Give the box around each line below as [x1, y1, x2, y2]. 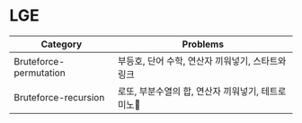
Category [40, 38, 83, 50]
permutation [13, 66, 66, 79]
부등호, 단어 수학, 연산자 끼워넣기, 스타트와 [118, 55, 287, 67]
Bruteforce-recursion [13, 91, 105, 103]
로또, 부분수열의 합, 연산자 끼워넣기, [118, 84, 259, 97]
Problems [182, 38, 225, 50]
